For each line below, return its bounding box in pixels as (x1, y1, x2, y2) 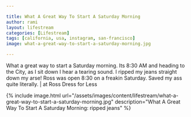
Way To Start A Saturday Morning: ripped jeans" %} (6, 105, 131, 111)
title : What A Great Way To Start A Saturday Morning (6, 13, 141, 19)
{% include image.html (6, 92, 61, 99)
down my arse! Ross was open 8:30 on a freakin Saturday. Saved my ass (6, 74, 182, 81)
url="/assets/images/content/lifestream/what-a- (62, 92, 179, 99)
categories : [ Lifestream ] (6, 30, 69, 36)
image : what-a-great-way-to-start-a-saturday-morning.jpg (6, 41, 151, 47)
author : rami (6, 19, 38, 25)
